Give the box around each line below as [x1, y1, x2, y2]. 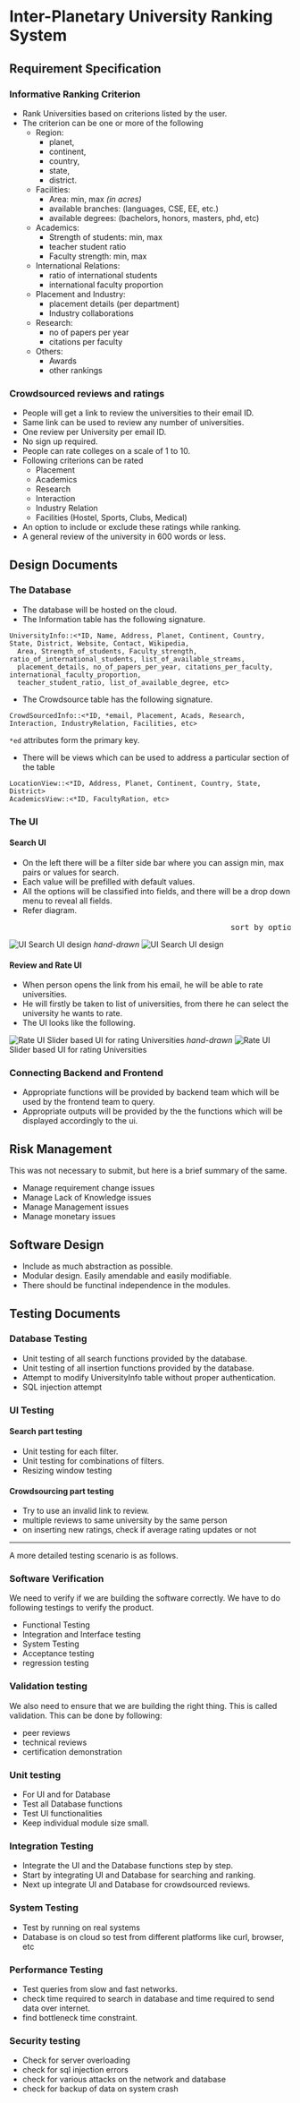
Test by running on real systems [21, 1922, 141, 1933]
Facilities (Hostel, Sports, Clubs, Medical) [35, 512, 187, 523]
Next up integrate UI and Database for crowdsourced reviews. [21, 1879, 251, 1890]
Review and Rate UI [9, 960, 82, 970]
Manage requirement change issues [21, 1183, 155, 1193]
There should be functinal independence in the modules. [21, 1280, 231, 1291]
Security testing [9, 2034, 81, 2047]
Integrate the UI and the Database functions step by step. [21, 1860, 234, 1871]
